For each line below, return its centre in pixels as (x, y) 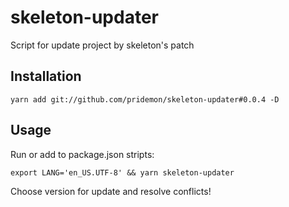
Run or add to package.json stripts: (82, 154)
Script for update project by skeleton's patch (102, 45)
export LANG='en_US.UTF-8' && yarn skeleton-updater (122, 172)
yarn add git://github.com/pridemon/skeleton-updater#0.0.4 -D (145, 99)
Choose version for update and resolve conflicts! (111, 191)
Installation (46, 76)
